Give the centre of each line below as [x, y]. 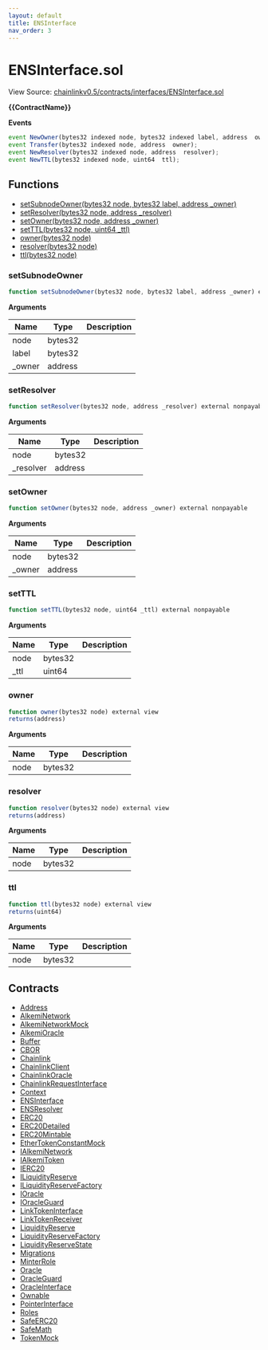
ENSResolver [41, 1109]
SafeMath [35, 1329]
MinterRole [37, 1261]
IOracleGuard [42, 1202]
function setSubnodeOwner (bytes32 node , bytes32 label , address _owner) [132, 292]
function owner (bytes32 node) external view [83, 712]
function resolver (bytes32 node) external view [89, 808]
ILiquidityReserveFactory [61, 1186]
